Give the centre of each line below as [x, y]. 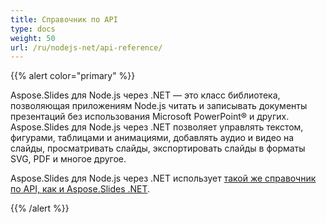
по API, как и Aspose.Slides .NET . [80, 189]
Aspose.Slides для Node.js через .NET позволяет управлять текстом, [157, 127]
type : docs [33, 29]
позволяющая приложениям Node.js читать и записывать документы [159, 106]
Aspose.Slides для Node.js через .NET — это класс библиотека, [145, 95]
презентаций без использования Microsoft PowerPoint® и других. [150, 117]
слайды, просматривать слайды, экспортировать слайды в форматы [158, 148]
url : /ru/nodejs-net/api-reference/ [86, 47]
